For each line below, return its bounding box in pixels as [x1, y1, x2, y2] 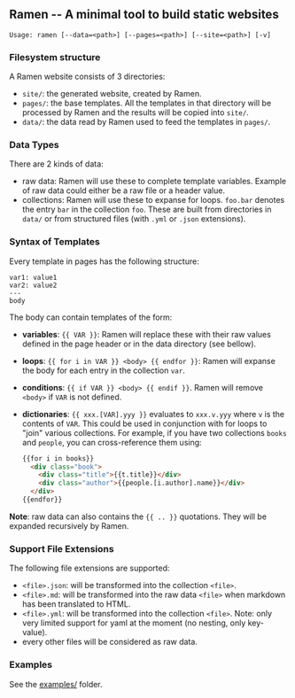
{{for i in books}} [21, 454, 95, 463]
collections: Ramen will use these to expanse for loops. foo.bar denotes [21, 195, 285, 206]
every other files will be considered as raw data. [21, 637, 198, 648]
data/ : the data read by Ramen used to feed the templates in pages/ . [21, 117, 271, 128]
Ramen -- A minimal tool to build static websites [9, 7, 279, 22]
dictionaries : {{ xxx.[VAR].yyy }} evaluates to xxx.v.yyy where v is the [21, 408, 285, 419]
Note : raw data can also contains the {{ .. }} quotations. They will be [9, 511, 268, 522]
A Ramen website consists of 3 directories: [9, 71, 166, 82]
